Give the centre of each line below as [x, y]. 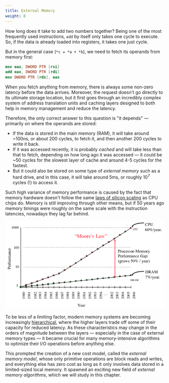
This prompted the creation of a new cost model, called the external [76, 354]
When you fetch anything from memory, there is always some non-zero [79, 87]
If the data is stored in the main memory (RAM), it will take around [81, 133]
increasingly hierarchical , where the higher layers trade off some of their [80, 322]
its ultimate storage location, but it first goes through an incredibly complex [83, 98]
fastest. [20, 166]
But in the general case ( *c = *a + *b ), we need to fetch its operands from [83, 51]
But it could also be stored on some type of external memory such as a [86, 171]
